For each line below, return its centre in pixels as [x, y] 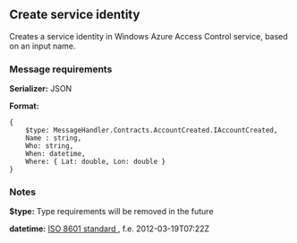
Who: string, [50, 146]
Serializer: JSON [41, 89]
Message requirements [61, 69]
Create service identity [75, 15]
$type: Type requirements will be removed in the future [111, 212]
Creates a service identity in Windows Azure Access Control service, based [148, 36]
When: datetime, [56, 154]
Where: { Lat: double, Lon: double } [96, 162]
